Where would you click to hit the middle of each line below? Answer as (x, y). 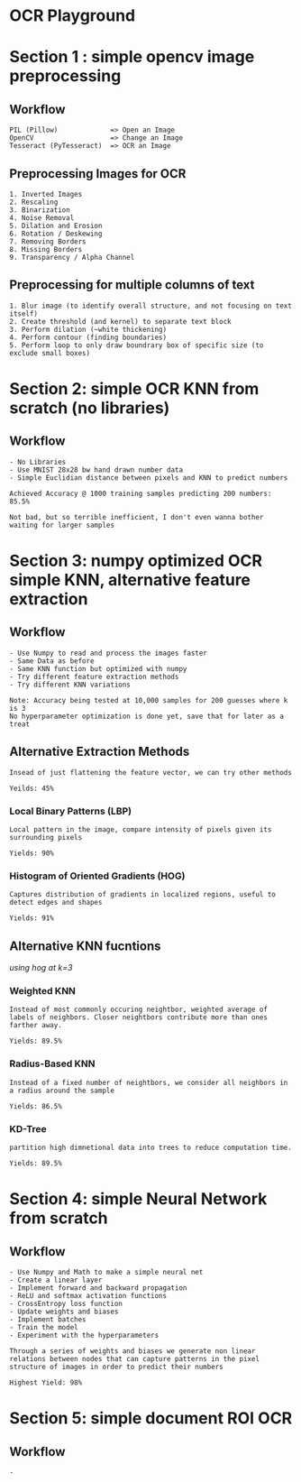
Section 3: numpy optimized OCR (136, 561)
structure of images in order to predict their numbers (116, 1367)
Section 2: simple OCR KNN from (134, 389)
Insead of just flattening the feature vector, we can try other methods (151, 772)
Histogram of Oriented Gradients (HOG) (97, 876)
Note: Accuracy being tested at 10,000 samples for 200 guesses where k (149, 700)
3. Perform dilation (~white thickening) (88, 329)
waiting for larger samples (62, 525)
